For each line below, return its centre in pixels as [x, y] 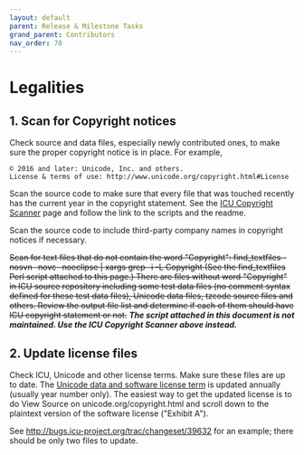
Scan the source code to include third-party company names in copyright [146, 231]
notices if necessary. [48, 240]
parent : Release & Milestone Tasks [76, 26]
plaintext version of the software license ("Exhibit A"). [109, 413]
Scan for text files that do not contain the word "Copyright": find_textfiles [145, 258]
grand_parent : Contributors [62, 34]
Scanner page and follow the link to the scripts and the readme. [128, 213]
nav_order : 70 [36, 43]
